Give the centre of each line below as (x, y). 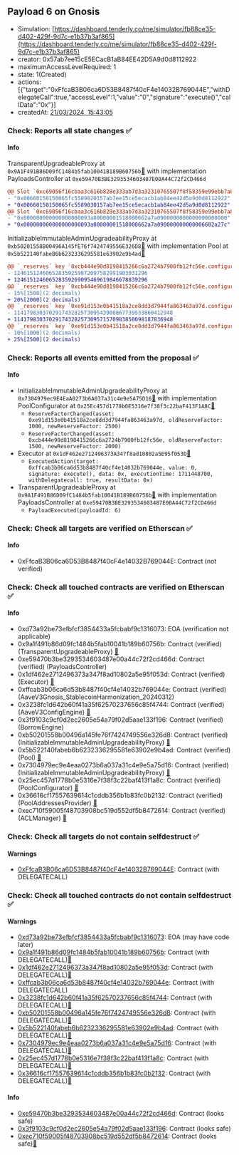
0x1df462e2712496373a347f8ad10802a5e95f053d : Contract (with (115, 968)
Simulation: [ (36, 29)
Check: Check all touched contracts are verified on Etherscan (116, 587)
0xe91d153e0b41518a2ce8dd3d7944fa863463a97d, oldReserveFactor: (126, 420)
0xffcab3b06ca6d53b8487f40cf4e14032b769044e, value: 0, (113, 467)
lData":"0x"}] (37, 104)
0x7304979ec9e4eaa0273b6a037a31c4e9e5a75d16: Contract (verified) (123, 765)
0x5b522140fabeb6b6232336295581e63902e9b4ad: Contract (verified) (124, 750)
